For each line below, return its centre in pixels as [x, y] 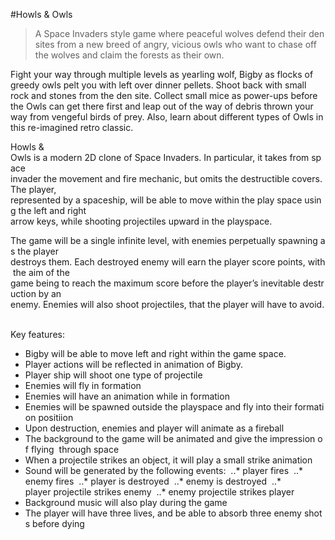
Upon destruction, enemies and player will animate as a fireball [154, 428]
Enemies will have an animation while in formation [127, 396]
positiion [56, 417]
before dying [58, 523]
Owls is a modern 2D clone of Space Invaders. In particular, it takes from [160, 157]
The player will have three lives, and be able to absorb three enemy [163, 513]
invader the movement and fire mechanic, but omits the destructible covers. [166, 178]
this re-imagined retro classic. [72, 127]
